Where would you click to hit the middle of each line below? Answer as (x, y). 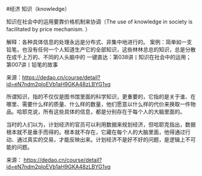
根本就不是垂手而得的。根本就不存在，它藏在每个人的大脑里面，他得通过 (96, 132)
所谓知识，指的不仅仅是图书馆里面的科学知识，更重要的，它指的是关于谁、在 (101, 96)
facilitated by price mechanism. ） (49, 29)
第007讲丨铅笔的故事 (32, 64)
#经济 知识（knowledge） (38, 9)
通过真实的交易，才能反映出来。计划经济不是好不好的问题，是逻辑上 (101, 140)
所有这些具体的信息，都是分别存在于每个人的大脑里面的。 (114, 112)
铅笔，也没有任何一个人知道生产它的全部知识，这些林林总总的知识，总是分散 (101, 49)
